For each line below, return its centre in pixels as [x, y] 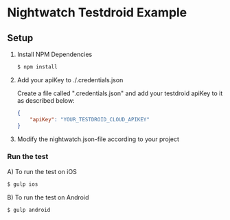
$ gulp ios [23, 184]
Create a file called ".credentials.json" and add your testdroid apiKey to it [120, 93]
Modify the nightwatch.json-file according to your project [98, 139]
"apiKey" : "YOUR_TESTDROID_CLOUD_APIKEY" [90, 119]
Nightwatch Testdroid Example [97, 13]
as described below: [46, 100]
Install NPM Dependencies [55, 54]
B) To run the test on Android [48, 197]
